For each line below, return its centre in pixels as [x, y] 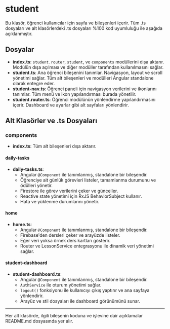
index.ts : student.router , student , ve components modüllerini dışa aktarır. [88, 62]
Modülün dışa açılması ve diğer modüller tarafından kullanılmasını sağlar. [88, 67]
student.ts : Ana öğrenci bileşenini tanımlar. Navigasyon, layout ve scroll [88, 72]
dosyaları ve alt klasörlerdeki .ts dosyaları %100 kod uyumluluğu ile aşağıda [84, 28]
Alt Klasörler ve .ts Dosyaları [51, 121]
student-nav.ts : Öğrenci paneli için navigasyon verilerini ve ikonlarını [84, 89]
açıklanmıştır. [19, 33]
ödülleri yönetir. [36, 185]
